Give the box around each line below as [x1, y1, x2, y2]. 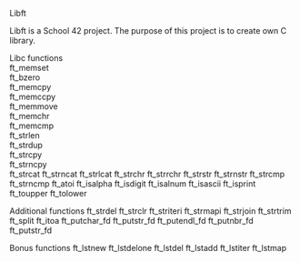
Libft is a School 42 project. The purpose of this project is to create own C [9, 25, 287, 35]
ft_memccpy [9, 91, 56, 102]
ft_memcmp [9, 120, 55, 131]
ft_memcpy [9, 82, 52, 92]
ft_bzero [9, 72, 41, 83]
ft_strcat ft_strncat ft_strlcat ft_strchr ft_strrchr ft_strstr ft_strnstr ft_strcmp [9, 168, 285, 179]
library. [9, 35, 36, 45]
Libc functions [9, 53, 64, 63]
